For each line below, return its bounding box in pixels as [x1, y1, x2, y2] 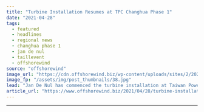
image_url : [6, 71, 34, 77]
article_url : [6, 88, 39, 94]
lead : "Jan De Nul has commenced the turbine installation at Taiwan [6, 83, 186, 89]
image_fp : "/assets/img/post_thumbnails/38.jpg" [6, 77, 132, 83]
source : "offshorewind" [6, 65, 67, 72]
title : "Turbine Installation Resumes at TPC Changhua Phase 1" [6, 9, 172, 15]
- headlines [12, 32, 42, 38]
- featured [12, 26, 39, 32]
